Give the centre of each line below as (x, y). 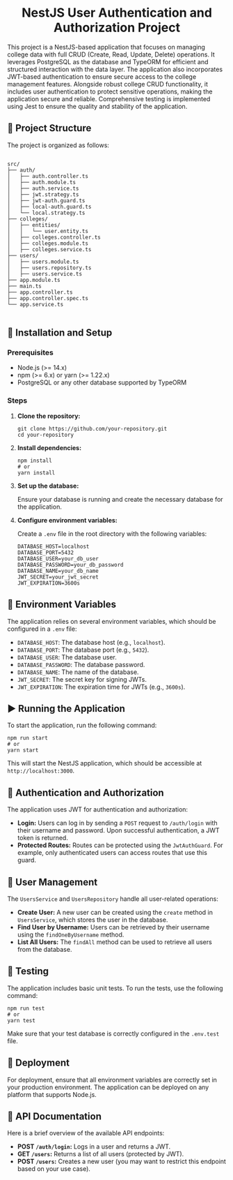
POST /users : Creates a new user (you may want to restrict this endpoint (121, 1162)
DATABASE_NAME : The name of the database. (78, 672)
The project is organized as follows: (58, 145)
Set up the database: (48, 486)
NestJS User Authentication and (117, 13)
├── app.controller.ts (40, 292)
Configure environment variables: (67, 520)
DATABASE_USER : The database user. (67, 657)
